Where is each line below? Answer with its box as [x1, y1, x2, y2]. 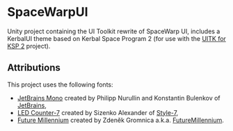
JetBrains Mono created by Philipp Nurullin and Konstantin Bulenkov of [17, 94, 220, 102]
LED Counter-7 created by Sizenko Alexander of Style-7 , [17, 108, 179, 116]
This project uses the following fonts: [7, 80, 113, 89]
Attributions [7, 62, 61, 73]
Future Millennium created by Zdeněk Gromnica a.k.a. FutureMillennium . [17, 116, 225, 124]
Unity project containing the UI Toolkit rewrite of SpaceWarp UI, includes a [7, 27, 220, 35]
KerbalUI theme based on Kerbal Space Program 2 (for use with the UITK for [7, 34, 226, 42]
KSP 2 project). [7, 42, 51, 50]
